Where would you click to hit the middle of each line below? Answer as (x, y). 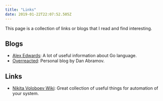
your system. (25, 94)
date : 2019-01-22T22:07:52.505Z (38, 14)
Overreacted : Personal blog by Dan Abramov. (58, 61)
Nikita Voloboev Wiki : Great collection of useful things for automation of (85, 88)
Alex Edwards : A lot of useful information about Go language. (75, 56)
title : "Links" (21, 10)
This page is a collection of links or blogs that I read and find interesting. (79, 28)
